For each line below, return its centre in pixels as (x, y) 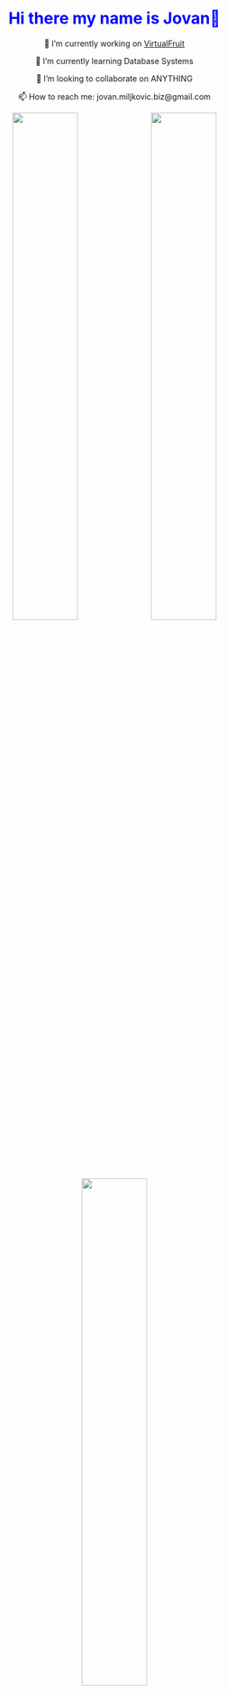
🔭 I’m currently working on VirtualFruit (114, 43)
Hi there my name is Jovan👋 (114, 19)
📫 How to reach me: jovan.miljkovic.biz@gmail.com (114, 96)
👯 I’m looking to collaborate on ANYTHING (114, 78)
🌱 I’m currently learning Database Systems (114, 61)
